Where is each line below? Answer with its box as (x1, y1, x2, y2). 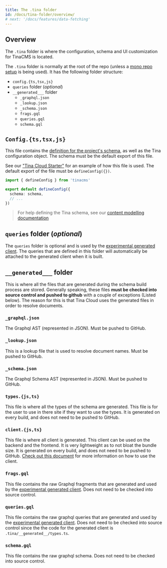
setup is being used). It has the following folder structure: (5, 69, 123, 75)
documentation (17, 215, 49, 221)
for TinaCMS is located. (5, 54, 54, 60)
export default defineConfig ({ (5, 186, 70, 192)
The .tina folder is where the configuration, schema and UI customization (5, 49, 158, 55)
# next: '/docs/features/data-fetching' (5, 17, 91, 22)
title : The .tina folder (5, 7, 57, 13)
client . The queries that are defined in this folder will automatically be (5, 248, 147, 254)
